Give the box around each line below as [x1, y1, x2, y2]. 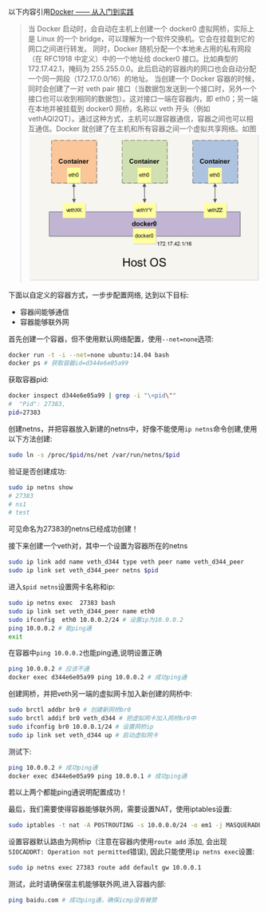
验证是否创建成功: [8, 466, 67, 476]
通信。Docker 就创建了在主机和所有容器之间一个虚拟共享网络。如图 [34, 124, 257, 133]
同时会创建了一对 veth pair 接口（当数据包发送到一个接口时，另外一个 [27, 84, 257, 94]
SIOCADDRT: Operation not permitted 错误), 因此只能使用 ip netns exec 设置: [8, 846, 255, 857]
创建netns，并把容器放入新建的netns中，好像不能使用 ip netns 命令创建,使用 [8, 424, 258, 433]
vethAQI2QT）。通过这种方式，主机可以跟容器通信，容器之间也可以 [27, 114, 246, 123]
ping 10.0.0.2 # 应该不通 [8, 665, 90, 673]
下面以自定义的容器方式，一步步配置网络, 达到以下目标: [8, 290, 190, 300]
